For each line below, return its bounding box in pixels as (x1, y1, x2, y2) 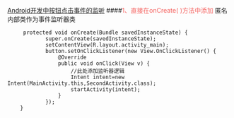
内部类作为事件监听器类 (7, 15, 76, 23)
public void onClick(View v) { (57, 60, 151, 67)
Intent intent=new (70, 73, 125, 81)
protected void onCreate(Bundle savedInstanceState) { (23, 29, 189, 36)
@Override (57, 54, 87, 61)
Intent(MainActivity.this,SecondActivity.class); (7, 80, 157, 87)
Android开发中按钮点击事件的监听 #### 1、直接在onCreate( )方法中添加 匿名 (7, 6, 228, 14)
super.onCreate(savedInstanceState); (45, 35, 157, 42)
